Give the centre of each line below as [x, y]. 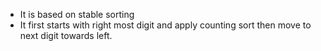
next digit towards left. [66, 35]
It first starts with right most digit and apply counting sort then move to [165, 25]
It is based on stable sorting [77, 14]
